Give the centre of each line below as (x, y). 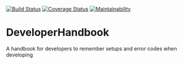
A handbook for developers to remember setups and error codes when (91, 48)
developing (20, 55)
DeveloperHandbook (58, 33)
